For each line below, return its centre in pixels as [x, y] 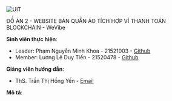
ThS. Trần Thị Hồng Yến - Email [54, 81]
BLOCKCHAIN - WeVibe [36, 28]
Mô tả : [15, 93]
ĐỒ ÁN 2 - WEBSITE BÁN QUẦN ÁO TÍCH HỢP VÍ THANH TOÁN [86, 21]
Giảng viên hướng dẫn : [35, 69]
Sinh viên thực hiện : [32, 39]
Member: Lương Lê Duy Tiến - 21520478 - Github [77, 57]
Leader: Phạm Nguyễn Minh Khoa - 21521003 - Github [83, 51]
